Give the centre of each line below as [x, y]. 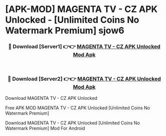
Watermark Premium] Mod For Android [45, 128]
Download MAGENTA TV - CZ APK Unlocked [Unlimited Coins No [73, 123]
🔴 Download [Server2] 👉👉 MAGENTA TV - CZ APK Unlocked [84, 79]
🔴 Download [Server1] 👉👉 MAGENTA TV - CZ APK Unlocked [84, 47]
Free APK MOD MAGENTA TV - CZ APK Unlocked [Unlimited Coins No [78, 108]
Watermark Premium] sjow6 [65, 31]
